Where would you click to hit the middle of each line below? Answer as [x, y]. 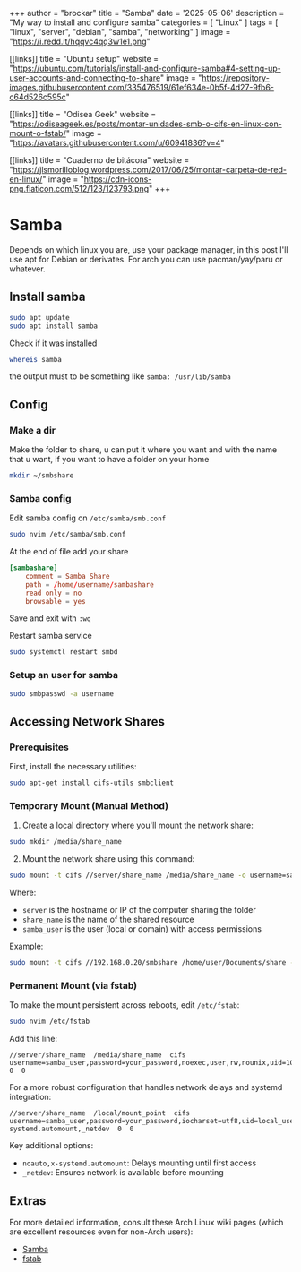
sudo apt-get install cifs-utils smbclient [92, 783]
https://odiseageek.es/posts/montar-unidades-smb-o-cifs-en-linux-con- [147, 124]
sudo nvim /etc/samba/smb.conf [68, 535]
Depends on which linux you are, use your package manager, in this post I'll [149, 249]
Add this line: [34, 1039]
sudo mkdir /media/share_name [66, 842]
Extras [28, 1201]
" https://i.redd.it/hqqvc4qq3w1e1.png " [80, 41]
